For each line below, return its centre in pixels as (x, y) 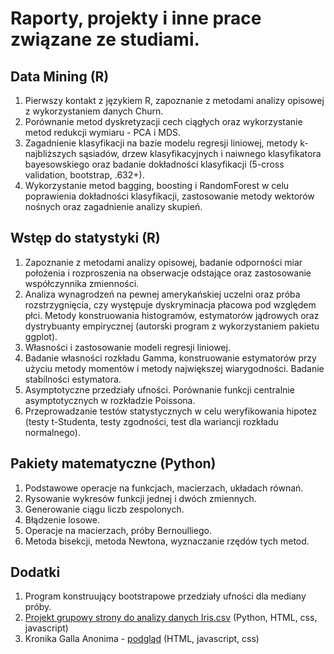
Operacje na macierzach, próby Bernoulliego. (118, 530)
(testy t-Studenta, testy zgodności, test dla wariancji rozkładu (151, 421)
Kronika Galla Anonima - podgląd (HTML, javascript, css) (142, 639)
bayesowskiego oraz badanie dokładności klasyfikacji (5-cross (154, 164)
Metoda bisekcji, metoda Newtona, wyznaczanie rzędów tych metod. (167, 541)
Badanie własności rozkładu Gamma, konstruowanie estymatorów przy (170, 358)
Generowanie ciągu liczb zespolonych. (104, 509)
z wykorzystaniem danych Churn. (94, 111)
